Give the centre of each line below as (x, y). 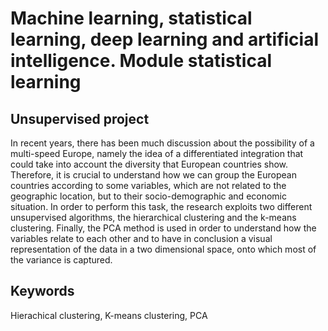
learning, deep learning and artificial (165, 39)
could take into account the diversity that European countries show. (149, 164)
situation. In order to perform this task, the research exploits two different (161, 206)
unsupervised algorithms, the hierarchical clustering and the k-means (153, 217)
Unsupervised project (80, 118)
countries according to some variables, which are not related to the (148, 185)
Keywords (42, 291)
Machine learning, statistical (131, 18)
